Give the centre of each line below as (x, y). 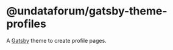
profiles (26, 24)
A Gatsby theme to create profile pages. (56, 40)
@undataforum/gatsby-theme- (87, 11)
